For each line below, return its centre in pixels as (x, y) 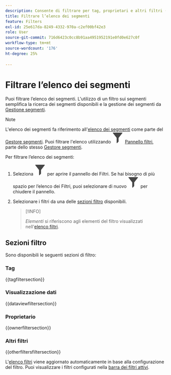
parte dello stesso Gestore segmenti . (44, 147)
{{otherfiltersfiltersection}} (33, 352)
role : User (17, 32)
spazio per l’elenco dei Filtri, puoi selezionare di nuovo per (80, 186)
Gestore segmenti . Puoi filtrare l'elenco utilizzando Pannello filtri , (80, 142)
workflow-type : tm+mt (28, 43)
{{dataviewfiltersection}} (31, 303)
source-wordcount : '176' (32, 48)
